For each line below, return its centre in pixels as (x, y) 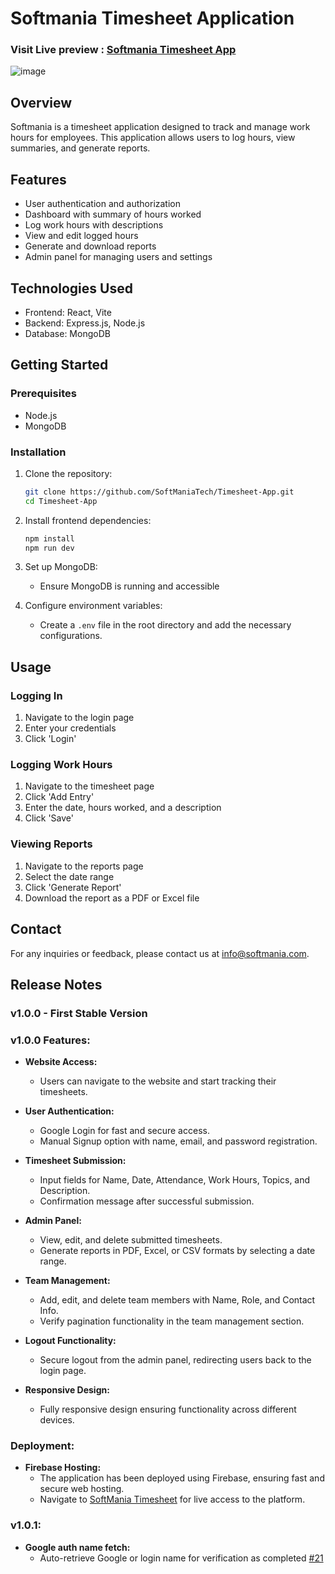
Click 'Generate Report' (73, 887)
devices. (57, 1420)
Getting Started (59, 365)
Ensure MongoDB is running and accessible (129, 586)
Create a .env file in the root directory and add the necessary (165, 625)
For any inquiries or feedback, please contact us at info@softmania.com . (160, 953)
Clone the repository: (68, 473)
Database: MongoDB (67, 333)
